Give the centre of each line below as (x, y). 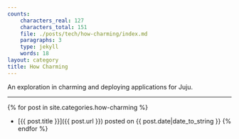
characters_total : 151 (54, 27)
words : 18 (35, 54)
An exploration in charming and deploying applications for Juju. (100, 87)
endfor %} (33, 128)
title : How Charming (38, 67)
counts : (19, 14)
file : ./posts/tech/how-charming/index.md (84, 34)
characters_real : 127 (52, 21)
